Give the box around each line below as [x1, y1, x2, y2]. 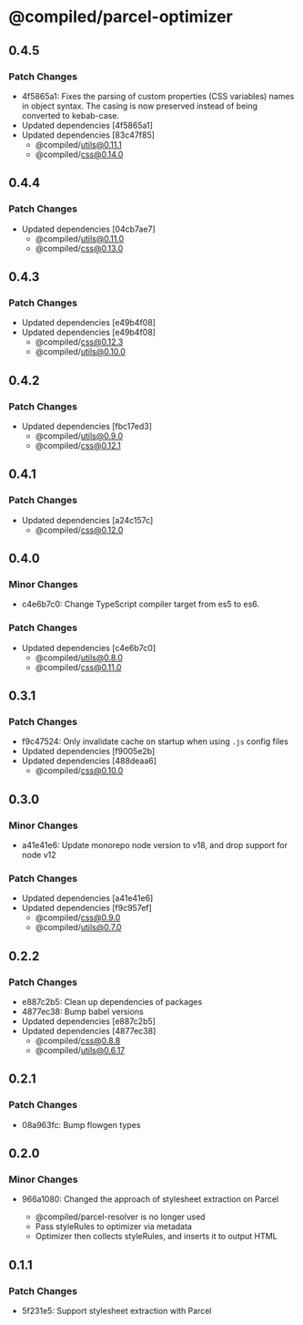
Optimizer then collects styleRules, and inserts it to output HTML [35, 1231, 278, 1242]
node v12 [21, 849, 56, 860]
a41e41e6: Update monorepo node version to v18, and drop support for [21, 839, 288, 850]
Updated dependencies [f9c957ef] [21, 903, 152, 914]
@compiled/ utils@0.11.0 [35, 233, 125, 243]
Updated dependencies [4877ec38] [21, 1025, 157, 1036]
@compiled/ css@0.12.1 [35, 440, 122, 450]
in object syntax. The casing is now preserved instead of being [21, 100, 258, 111]
